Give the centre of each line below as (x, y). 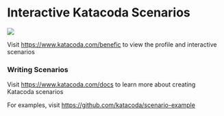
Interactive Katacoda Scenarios (99, 13)
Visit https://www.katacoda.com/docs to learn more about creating (101, 84)
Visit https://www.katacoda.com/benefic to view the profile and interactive (112, 44)
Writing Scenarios (38, 69)
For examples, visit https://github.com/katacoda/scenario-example (101, 105)
